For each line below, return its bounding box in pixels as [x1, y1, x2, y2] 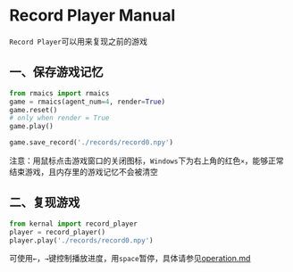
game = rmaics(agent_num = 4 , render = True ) [9, 97, 166, 106]
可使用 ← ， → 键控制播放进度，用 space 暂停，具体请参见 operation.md [9, 253, 251, 264]
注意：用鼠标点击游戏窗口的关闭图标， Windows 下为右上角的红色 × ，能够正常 [9, 155, 284, 166]
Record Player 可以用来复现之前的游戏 [9, 36, 148, 46]
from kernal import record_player [9, 219, 138, 228]
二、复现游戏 [9, 195, 80, 210]
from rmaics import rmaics [9, 88, 110, 98]
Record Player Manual [9, 5, 176, 26]
